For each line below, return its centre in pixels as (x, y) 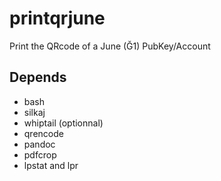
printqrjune (57, 18)
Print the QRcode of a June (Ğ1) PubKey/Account (110, 46)
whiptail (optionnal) (63, 123)
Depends (38, 77)
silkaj (34, 112)
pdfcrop (40, 154)
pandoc (39, 144)
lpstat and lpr (51, 165)
